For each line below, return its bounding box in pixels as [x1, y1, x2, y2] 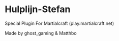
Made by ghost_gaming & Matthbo [5, 30, 77, 36]
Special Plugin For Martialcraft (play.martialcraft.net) [5, 20, 114, 26]
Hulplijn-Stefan [5, 4, 71, 15]
